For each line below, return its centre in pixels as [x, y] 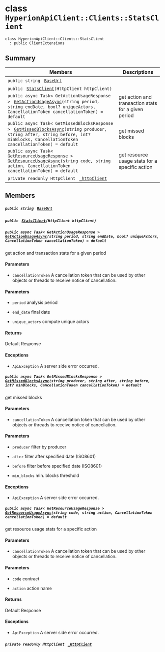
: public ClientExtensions [37, 43]
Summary [20, 58]
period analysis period [35, 302]
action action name [32, 588]
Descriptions [138, 72]
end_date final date [31, 312]
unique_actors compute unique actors [51, 322]
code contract [26, 579]
